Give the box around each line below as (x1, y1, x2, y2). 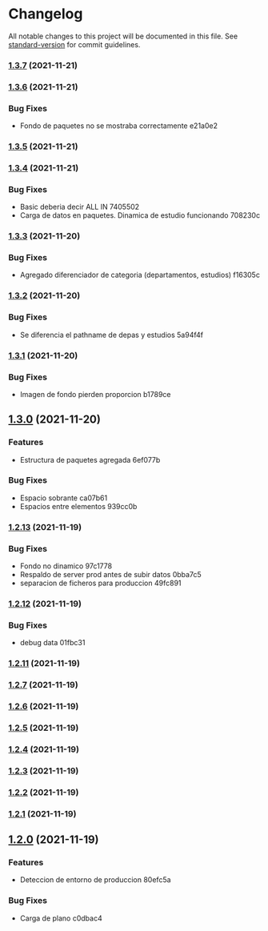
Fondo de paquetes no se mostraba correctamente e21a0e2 (19, 121, 218, 130)
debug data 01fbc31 (19, 638, 86, 648)
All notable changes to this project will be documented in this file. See (8, 31, 238, 41)
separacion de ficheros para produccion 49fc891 (19, 578, 182, 588)
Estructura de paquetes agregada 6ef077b (19, 455, 161, 464)
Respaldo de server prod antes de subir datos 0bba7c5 (19, 570, 202, 580)
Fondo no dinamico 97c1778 (19, 561, 113, 571)
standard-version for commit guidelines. (8, 39, 141, 49)
